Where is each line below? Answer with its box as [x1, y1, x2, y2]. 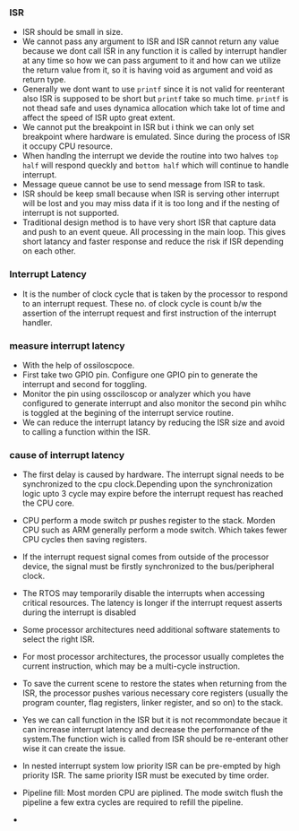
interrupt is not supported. [21, 208, 120, 219]
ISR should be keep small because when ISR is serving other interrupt [21, 188, 280, 199]
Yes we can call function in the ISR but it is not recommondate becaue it [21, 714, 288, 725]
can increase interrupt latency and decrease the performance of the [21, 724, 274, 735]
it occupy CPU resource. [21, 141, 114, 151]
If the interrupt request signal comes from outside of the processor [21, 551, 269, 562]
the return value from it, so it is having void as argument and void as [21, 65, 273, 75]
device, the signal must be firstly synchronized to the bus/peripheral [21, 561, 275, 572]
